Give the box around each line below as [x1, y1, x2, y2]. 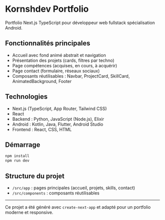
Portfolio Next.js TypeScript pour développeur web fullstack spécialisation [5, 20, 155, 26]
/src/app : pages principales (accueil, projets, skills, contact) [12, 185, 136, 191]
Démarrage [5, 140, 40, 149]
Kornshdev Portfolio [5, 3, 89, 15]
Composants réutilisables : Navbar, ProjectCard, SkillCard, [12, 73, 130, 79]
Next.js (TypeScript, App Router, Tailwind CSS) [12, 106, 107, 111]
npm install [5, 154, 29, 159]
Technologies [5, 92, 48, 101]
